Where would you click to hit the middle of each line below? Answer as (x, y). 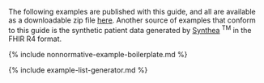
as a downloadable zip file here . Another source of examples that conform (132, 20)
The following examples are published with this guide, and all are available (132, 12)
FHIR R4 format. (35, 39)
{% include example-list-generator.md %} (78, 70)
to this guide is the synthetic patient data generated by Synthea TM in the (130, 29)
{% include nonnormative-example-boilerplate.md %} (98, 54)
